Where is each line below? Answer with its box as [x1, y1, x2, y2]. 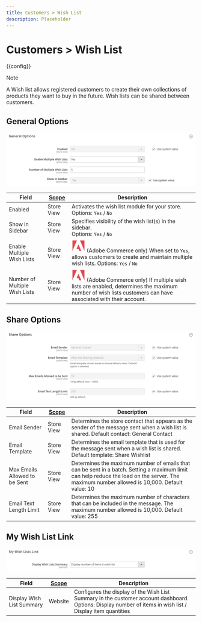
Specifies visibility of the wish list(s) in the [72, 217, 176, 225]
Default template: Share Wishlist [71, 451, 151, 458]
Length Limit [8, 506, 40, 514]
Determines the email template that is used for [71, 438, 185, 446]
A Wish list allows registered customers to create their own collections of [6, 86, 187, 93]
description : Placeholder [6, 16, 71, 22]
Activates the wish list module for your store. [72, 202, 182, 210]
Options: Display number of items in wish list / [74, 601, 188, 608]
